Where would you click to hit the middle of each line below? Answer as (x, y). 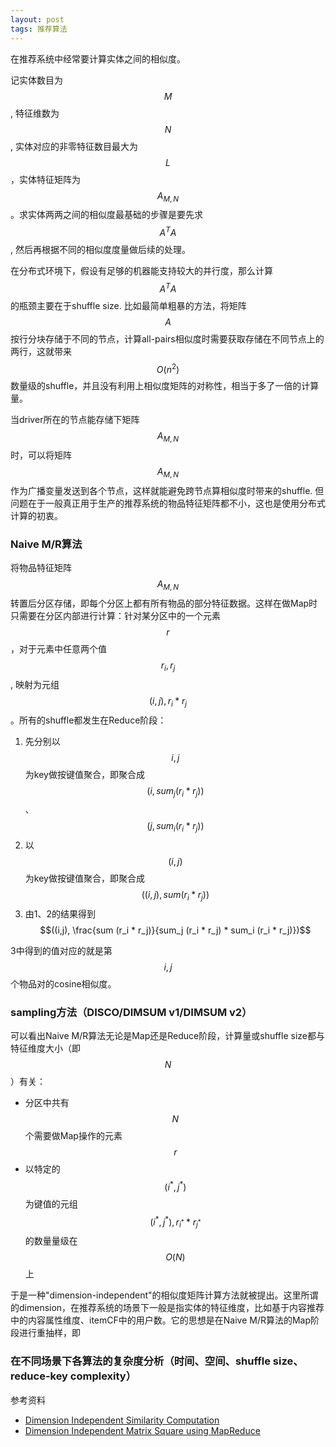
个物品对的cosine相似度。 (63, 983)
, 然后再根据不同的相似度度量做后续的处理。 (100, 249)
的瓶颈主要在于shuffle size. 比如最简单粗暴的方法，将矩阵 (128, 305)
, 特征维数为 (35, 113)
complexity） (103, 1376)
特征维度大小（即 (45, 1048)
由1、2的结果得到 (60, 913)
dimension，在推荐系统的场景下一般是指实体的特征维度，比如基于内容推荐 (171, 1308)
